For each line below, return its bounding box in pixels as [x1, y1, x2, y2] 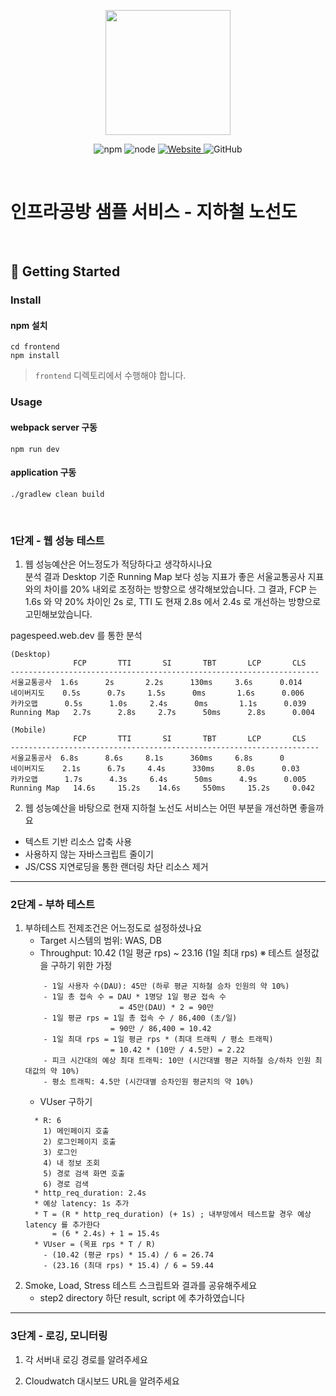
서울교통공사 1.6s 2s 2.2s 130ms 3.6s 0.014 [10, 678, 303, 688]
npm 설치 [10, 319, 48, 331]
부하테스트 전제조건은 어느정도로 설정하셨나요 [24, 922, 203, 934]
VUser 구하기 [39, 1096, 93, 1108]
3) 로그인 [43, 1148, 78, 1158]
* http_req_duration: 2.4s [34, 1188, 147, 1199]
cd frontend [10, 342, 60, 352]
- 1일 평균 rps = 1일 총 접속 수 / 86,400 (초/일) [43, 1013, 238, 1024]
